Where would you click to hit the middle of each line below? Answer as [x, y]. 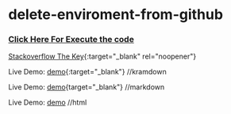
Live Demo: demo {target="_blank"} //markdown [87, 87]
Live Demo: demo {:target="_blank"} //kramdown [87, 72]
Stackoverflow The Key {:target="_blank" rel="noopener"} [102, 56]
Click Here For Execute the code [71, 40]
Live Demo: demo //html [48, 103]
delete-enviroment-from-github [116, 15]
